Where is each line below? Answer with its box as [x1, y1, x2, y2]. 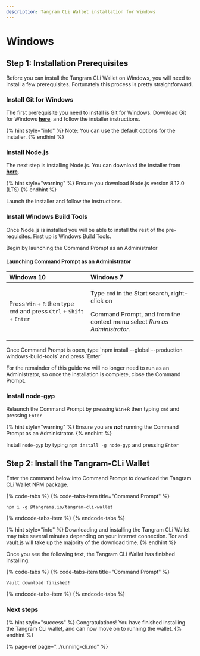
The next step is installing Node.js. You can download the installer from [6, 162, 180, 169]
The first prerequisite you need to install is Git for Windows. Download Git [6, 109, 186, 116]
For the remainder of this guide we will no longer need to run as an [6, 364, 170, 371]
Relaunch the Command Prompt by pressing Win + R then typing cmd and [6, 405, 180, 413]
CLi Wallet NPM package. [6, 481, 68, 488]
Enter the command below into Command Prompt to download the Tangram [6, 474, 192, 481]
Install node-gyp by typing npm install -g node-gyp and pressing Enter [6, 441, 179, 448]
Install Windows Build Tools [6, 213, 88, 221]
